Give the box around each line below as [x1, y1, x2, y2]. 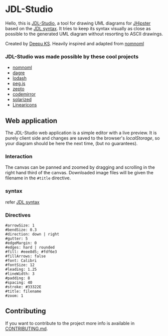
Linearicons [12, 102, 37, 108]
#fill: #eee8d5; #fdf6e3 [5, 249, 57, 254]
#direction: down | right [5, 232, 59, 237]
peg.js [12, 80, 26, 86]
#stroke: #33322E [5, 284, 42, 289]
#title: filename [5, 289, 42, 294]
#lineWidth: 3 [5, 271, 35, 276]
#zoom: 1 [5, 293, 24, 298]
